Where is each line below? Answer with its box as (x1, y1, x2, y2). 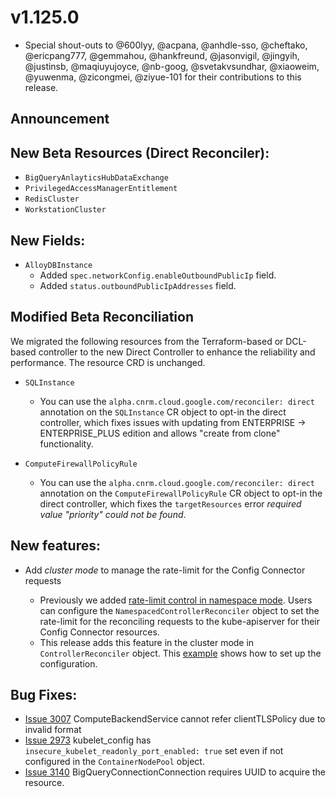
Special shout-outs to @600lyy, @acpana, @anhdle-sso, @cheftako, (24, 39, 308, 51)
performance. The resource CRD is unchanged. (10, 356, 206, 368)
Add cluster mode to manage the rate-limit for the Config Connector (24, 564, 306, 576)
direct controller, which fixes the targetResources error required (39, 497, 302, 510)
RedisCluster (24, 194, 80, 205)
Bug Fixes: (10, 686, 78, 703)
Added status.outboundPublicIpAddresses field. (39, 279, 237, 291)
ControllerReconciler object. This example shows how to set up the (39, 647, 322, 659)
